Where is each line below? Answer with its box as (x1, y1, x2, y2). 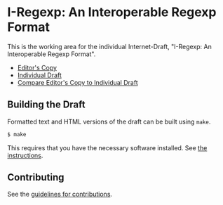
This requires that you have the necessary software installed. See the (7, 143, 208, 152)
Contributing (7, 171, 65, 183)
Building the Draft (7, 99, 86, 111)
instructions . (7, 151, 43, 159)
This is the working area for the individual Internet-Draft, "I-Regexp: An (7, 42, 212, 51)
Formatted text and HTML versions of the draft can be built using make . (7, 117, 211, 126)
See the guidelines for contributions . (7, 190, 113, 199)
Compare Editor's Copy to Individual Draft (17, 78, 138, 86)
